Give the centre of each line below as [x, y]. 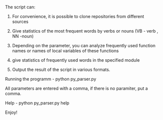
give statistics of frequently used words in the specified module [76, 60]
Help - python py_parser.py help [37, 103]
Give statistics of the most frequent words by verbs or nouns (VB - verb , [85, 31]
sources [20, 22]
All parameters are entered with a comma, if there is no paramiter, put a [77, 88]
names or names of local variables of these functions [65, 51]
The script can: [20, 7]
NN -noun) [23, 36]
